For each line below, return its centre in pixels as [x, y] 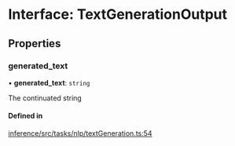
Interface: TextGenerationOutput [118, 15]
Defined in [26, 116]
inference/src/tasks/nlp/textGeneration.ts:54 [80, 133]
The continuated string [45, 98]
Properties [35, 44]
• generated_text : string [49, 82]
